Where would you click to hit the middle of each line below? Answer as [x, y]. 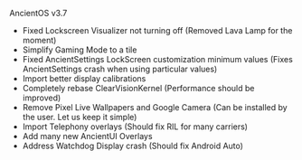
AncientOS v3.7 [38, 13]
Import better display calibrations [84, 79]
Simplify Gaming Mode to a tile [80, 50]
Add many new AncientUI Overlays [87, 136]
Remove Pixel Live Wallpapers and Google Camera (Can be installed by [155, 107]
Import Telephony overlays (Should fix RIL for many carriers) [135, 127]
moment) [39, 40]
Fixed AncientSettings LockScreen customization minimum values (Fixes [158, 59]
